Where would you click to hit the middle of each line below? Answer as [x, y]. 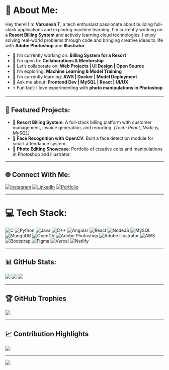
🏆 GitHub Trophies [36, 298]
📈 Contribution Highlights [47, 334]
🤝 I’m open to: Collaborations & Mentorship [58, 60]
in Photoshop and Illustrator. [42, 154]
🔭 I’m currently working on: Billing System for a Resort [69, 55]
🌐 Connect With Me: [38, 175]
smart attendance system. [39, 143]
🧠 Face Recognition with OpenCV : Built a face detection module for [83, 138]
